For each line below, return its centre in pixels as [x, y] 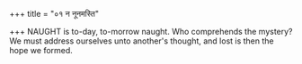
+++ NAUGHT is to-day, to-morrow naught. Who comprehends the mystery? [151, 32]
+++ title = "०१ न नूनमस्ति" [54, 14]
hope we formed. [41, 50]
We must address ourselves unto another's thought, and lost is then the [142, 41]
